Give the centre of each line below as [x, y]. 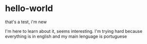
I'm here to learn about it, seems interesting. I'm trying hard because [74, 31]
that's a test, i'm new [26, 22]
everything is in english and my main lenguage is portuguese [66, 36]
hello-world [29, 8]
